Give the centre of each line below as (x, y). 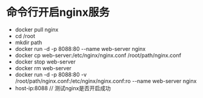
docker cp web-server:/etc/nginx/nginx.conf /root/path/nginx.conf (98, 55)
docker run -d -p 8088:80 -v (51, 74)
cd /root (25, 36)
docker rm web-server (43, 68)
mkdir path (28, 42)
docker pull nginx (37, 29)
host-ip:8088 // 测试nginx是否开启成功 (63, 88)
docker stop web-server (45, 62)
